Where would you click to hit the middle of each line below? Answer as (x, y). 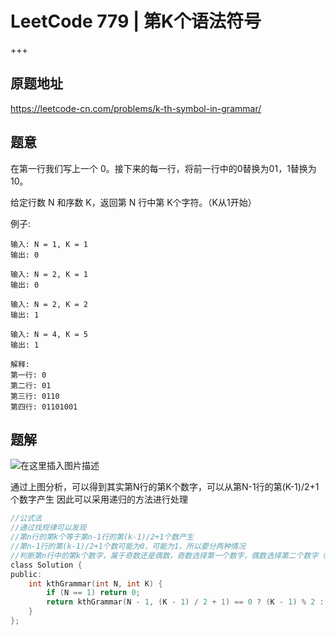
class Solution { (46, 565)
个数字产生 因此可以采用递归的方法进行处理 (99, 499)
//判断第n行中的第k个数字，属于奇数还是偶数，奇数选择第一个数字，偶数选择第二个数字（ (168, 555)
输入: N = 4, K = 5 (49, 334)
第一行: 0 (28, 375)
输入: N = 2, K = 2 (49, 304)
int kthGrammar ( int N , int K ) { (95, 583)
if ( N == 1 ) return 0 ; (93, 593)
